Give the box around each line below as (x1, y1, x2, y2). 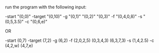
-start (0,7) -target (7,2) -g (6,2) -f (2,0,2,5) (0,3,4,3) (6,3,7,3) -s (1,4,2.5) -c (5, 37, 154, 43)
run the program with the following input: (5, 4, 87, 10)
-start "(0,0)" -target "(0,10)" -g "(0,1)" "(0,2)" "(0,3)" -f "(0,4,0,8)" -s (5, 14, 143, 19)
